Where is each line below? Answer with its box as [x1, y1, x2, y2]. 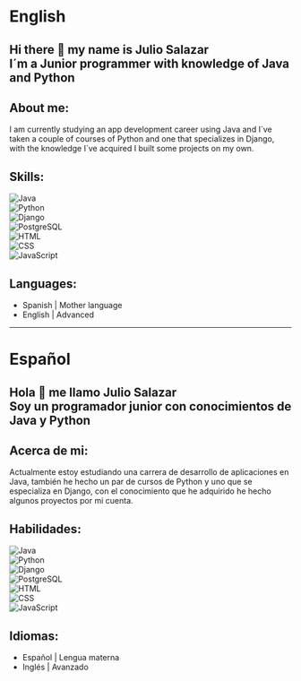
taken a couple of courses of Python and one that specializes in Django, [9, 134, 275, 144]
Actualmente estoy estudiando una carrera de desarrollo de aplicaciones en [9, 467, 289, 478]
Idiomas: [9, 628, 59, 643]
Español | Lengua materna [21, 652, 120, 663]
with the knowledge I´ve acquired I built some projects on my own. [9, 143, 254, 154]
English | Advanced [21, 309, 95, 320]
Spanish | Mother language [21, 300, 123, 311]
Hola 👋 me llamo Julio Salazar [9, 384, 177, 400]
